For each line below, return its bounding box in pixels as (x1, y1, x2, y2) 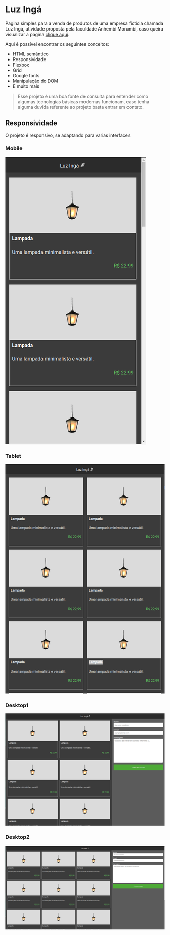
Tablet (5, 452, 21, 459)
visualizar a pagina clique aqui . (5, 31, 70, 37)
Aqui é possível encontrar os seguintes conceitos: (5, 41, 110, 47)
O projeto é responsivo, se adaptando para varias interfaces (5, 132, 131, 138)
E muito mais (12, 83, 39, 89)
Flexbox (12, 62, 29, 68)
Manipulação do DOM (12, 78, 58, 84)
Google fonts (12, 72, 40, 78)
